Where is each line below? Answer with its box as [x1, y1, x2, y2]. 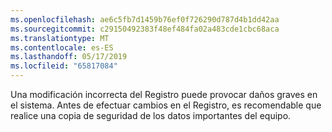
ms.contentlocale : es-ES [10, 42, 114, 53]
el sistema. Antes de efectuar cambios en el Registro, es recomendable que [10, 99, 322, 111]
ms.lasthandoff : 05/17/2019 [10, 52, 128, 62]
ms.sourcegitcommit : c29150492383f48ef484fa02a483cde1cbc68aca [10, 24, 280, 34]
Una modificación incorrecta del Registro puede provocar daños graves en [10, 89, 318, 100]
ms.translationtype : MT [10, 33, 110, 43]
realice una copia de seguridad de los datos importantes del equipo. [10, 110, 292, 121]
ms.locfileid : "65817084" [10, 61, 118, 71]
